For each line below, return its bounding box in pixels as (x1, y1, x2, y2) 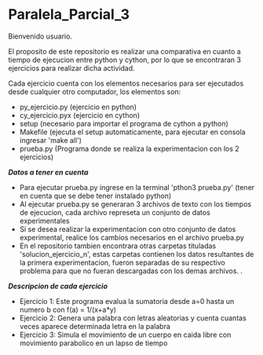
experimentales (19, 216, 70, 225)
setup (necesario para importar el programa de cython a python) (19, 119, 229, 128)
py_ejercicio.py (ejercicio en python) (19, 102, 137, 112)
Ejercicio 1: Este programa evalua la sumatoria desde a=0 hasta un (19, 296, 235, 306)
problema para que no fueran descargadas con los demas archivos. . (19, 265, 243, 276)
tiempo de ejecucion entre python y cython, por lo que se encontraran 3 (8, 55, 242, 64)
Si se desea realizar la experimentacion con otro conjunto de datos (19, 224, 236, 233)
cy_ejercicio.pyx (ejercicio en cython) (19, 110, 140, 119)
